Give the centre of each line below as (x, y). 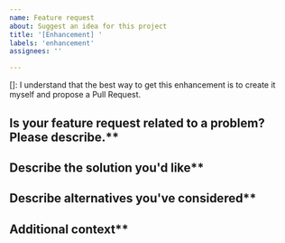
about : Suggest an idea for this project (88, 26)
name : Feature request (52, 18)
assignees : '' (36, 51)
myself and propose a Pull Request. (75, 95)
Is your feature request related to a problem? (137, 123)
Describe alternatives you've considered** (133, 198)
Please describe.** (64, 137)
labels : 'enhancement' (52, 43)
